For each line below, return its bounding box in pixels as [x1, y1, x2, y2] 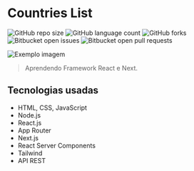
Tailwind [17, 148, 43, 157]
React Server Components [17, 141, 96, 150]
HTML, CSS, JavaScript [17, 103, 88, 112]
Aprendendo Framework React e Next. [24, 63, 138, 72]
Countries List [7, 5, 93, 21]
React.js [17, 118, 42, 127]
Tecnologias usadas [7, 84, 98, 97]
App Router [17, 126, 51, 135]
